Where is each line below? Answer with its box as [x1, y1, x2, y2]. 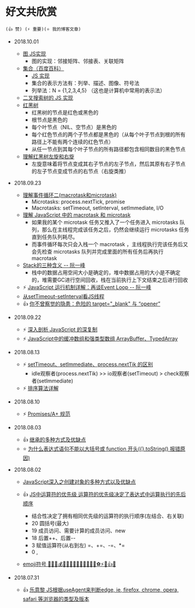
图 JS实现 [22, 50, 46, 57]
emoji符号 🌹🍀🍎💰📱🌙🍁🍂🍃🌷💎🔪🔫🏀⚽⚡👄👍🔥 [22, 560, 117, 567]
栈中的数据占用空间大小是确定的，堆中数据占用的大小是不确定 [31, 268, 181, 276]
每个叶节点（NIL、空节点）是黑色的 [31, 123, 117, 130]
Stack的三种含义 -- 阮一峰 [22, 261, 85, 268]
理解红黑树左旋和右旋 [22, 153, 74, 160]
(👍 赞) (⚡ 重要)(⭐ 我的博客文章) [5, 26, 81, 32]
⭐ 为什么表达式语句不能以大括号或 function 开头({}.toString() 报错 [22, 445, 180, 452]
